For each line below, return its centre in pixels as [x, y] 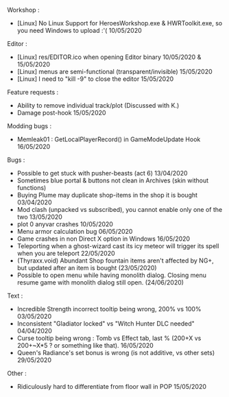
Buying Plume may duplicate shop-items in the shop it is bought [107, 195]
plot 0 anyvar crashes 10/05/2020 [65, 224]
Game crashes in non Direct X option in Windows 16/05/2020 [104, 239]
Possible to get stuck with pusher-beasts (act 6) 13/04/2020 [102, 173]
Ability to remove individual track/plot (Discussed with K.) [98, 105]
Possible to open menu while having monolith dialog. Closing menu [112, 275]
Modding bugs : [29, 126]
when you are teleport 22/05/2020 [66, 253]
